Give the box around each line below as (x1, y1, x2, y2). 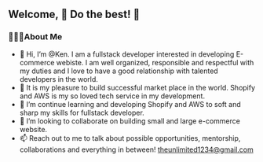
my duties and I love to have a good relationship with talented (19, 66, 218, 75)
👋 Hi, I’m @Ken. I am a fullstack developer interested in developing (19, 49, 235, 59)
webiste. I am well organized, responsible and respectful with (56, 57, 254, 67)
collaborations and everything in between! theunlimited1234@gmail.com (19, 145, 254, 154)
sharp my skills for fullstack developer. (19, 108, 145, 117)
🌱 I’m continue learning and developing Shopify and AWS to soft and (19, 99, 241, 109)
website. (19, 124, 48, 134)
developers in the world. (19, 74, 98, 83)
